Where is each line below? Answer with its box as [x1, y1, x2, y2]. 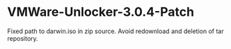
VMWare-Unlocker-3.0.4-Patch [7, 4, 195, 20]
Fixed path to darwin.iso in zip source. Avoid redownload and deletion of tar [7, 27, 224, 35]
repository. [7, 34, 38, 42]
